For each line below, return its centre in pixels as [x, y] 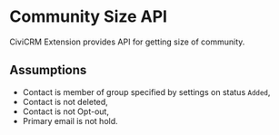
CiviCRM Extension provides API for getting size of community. [127, 42]
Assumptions [48, 70]
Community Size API [89, 17]
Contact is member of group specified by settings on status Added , [146, 92]
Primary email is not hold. [70, 121]
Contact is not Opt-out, [65, 111]
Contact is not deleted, [65, 101]
